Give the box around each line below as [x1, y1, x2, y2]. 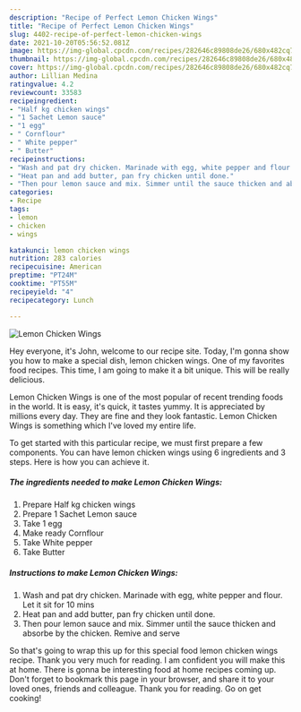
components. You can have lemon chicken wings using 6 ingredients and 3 [9, 447, 287, 458]
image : [9, 47, 34, 56]
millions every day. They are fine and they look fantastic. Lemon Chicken [9, 410, 278, 421]
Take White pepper [21, 537, 93, 548]
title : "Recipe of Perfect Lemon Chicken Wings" [9, 21, 194, 30]
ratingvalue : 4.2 [9, 80, 74, 89]
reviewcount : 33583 [9, 88, 82, 97]
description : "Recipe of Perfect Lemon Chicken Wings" [9, 13, 219, 22]
